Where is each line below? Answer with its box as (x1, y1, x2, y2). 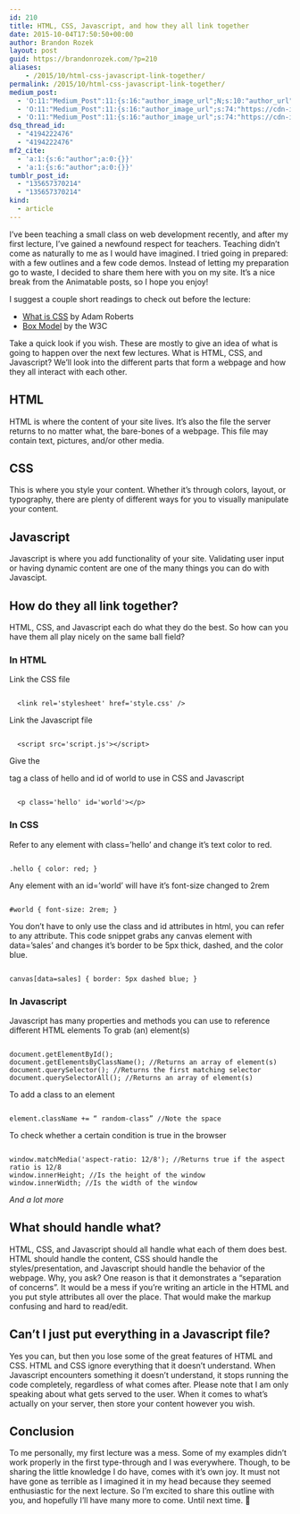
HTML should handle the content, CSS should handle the (9, 1253, 219, 1264)
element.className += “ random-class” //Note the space (9, 1114, 221, 1123)
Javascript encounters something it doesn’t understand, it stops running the (9, 1369, 288, 1380)
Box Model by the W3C (21, 320, 108, 331)
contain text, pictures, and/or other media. (9, 435, 165, 445)
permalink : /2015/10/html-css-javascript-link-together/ (9, 80, 226, 89)
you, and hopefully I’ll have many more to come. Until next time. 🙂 (9, 1495, 251, 1506)
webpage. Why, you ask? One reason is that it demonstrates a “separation (9, 1272, 281, 1283)
